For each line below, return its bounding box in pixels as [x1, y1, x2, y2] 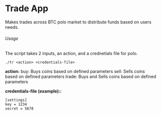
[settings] [5, 98, 27, 103]
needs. [5, 24, 19, 30]
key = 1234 [5, 102, 27, 107]
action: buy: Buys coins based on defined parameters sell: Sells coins [5, 69, 145, 75]
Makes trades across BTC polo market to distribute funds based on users [5, 19, 152, 25]
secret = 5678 [5, 106, 34, 111]
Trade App [5, 3, 49, 14]
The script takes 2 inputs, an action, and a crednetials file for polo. [5, 51, 138, 57]
